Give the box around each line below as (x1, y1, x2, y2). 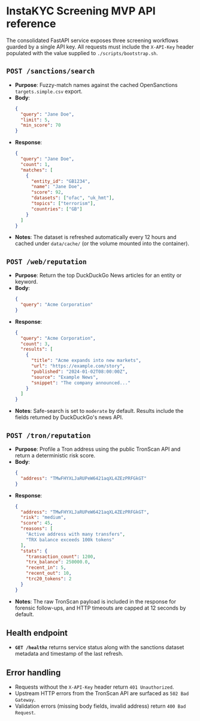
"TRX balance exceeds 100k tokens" (26, 536, 115, 543)
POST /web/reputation (6, 257, 87, 266)
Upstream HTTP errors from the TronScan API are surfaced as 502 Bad (14, 690, 189, 697)
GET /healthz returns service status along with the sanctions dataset (14, 644, 184, 651)
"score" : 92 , (31, 189, 64, 195)
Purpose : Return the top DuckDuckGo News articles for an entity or (14, 271, 182, 279)
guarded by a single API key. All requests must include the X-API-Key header (6, 43, 194, 50)
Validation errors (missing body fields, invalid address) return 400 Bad (14, 702, 186, 710)
